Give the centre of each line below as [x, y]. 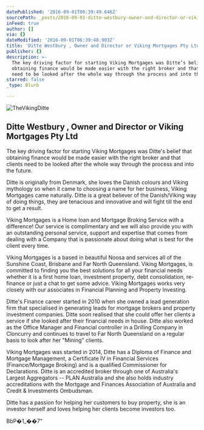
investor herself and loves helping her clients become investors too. [91, 409]
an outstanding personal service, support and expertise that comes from [97, 233]
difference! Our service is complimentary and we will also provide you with [100, 226]
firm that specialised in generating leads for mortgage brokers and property [101, 308]
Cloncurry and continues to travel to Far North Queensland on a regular [96, 333]
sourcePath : [21, 18]
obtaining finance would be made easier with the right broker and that [93, 157]
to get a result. [24, 208]
